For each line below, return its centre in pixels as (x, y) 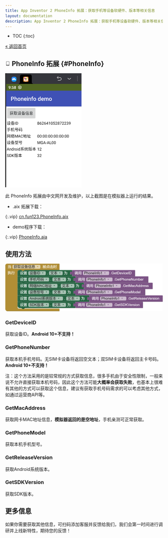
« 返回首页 (16, 46)
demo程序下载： (29, 227)
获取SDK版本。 (21, 494)
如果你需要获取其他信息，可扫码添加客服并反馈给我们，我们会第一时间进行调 (84, 524)
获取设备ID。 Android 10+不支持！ (40, 334)
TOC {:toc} (23, 36)
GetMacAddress (25, 408)
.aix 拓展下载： (28, 207)
